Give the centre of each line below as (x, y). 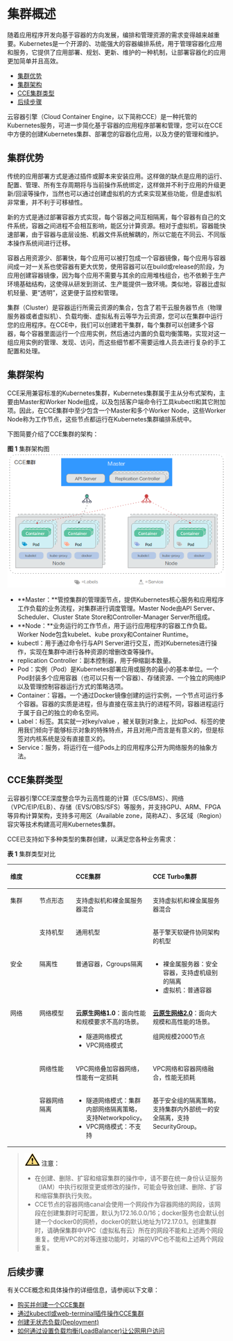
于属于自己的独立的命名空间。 (60, 713)
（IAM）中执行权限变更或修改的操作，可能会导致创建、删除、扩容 (128, 1187)
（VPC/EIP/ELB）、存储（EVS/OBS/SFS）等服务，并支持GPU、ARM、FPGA (114, 807)
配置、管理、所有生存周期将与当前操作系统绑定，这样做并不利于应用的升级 (113, 184)
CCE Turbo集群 (174, 876)
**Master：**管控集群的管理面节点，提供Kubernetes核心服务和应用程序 (120, 600)
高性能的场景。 (192, 1022)
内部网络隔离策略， (113, 1109)
